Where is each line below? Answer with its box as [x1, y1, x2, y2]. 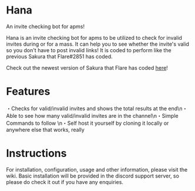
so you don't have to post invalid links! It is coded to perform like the [6, 46, 172, 53]
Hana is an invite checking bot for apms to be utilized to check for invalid [6, 34, 182, 41]
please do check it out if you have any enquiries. [6, 178, 123, 185]
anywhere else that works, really [6, 126, 85, 133]
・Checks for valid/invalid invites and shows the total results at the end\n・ [6, 105, 188, 112]
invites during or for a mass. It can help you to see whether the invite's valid [6, 40, 190, 47]
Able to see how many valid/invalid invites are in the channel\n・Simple [6, 112, 179, 119]
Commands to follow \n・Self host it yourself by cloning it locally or [6, 120, 169, 127]
